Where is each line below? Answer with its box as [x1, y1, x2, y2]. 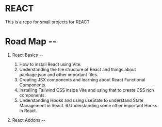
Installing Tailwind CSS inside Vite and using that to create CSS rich [19, 87, 154, 93]
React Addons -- [12, 117, 46, 123]
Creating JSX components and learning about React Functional [19, 77, 146, 82]
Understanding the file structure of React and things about [19, 66, 136, 72]
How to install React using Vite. [19, 61, 81, 67]
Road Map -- [5, 36, 57, 47]
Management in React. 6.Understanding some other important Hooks [19, 102, 158, 108]
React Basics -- [12, 52, 44, 58]
